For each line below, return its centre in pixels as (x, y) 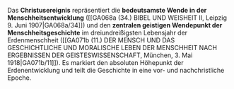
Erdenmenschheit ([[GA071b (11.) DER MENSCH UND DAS (91, 40)
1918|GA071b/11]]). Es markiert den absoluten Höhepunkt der (95, 63)
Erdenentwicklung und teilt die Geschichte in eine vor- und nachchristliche (116, 70)
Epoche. (19, 78)
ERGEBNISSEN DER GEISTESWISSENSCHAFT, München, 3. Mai (100, 55)
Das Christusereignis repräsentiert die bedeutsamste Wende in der (107, 10)
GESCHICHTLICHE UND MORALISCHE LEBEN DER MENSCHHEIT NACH (112, 48)
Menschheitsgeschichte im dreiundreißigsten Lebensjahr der (98, 32)
